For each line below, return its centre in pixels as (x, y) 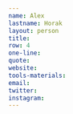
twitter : (23, 90)
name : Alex (26, 16)
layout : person (34, 31)
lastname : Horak (35, 23)
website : (23, 68)
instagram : (26, 98)
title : (19, 38)
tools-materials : (37, 75)
